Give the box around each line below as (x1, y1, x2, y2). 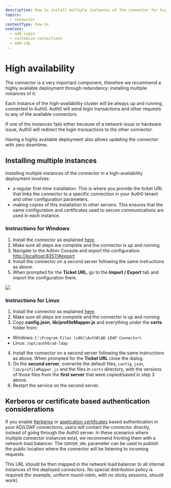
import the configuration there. (12, 274, 77, 280)
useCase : (5, 27, 24, 32)
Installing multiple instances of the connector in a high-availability (5, 170, 143, 176)
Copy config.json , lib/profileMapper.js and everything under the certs (12, 319, 162, 325)
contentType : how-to (5, 21, 49, 27)
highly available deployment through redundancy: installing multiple (5, 85, 147, 91)
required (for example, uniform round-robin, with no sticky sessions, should (5, 472, 164, 478)
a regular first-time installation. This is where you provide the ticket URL (12, 185, 163, 191)
